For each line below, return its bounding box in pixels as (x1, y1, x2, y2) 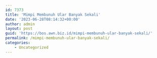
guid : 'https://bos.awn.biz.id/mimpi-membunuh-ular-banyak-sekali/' (5, 31, 153, 36)
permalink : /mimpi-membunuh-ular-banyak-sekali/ (5, 36, 110, 41)
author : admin (5, 21, 35, 27)
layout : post (5, 26, 33, 31)
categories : (5, 40, 30, 45)
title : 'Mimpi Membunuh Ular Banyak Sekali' (5, 12, 101, 17)
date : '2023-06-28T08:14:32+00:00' (5, 17, 81, 22)
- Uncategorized (14, 45, 49, 50)
